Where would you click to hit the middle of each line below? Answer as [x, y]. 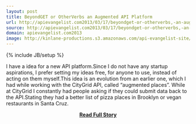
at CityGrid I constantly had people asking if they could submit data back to [97, 91]
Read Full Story [98, 115]
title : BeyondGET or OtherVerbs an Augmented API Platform [79, 17]
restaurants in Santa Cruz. [37, 103]
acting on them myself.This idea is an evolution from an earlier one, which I [96, 79]
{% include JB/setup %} [35, 55]
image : [14, 38]
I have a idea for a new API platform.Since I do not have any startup [87, 66]
